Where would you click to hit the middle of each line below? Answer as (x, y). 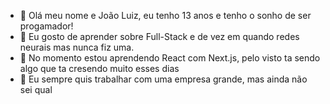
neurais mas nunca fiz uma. (77, 47)
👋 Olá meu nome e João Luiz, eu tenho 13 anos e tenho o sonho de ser (165, 15)
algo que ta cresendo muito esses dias (99, 68)
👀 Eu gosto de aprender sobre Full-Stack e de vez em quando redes (159, 36)
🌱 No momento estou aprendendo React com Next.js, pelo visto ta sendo (170, 58)
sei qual (36, 89)
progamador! (46, 26)
